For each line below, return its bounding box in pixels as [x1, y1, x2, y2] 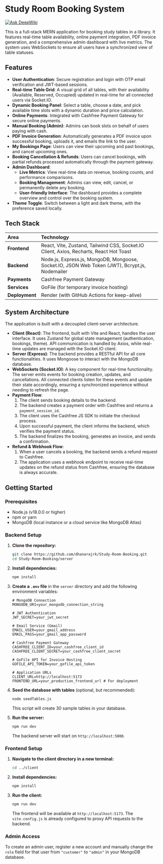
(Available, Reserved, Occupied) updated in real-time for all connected [12, 92, 153, 98]
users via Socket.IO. [12, 97, 52, 103]
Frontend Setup [5, 745, 43, 751]
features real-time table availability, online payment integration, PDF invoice [5, 34, 156, 40]
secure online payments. [12, 117, 62, 123]
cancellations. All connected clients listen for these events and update [12, 377, 152, 383]
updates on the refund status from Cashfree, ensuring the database [19, 464, 155, 470]
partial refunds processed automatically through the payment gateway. [12, 159, 154, 164]
